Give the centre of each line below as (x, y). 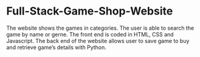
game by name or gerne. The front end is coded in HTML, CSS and (90, 34)
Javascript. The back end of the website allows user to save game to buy (98, 41)
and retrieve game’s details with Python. (56, 47)
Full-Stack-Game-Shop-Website (90, 11)
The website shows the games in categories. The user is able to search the (100, 28)
